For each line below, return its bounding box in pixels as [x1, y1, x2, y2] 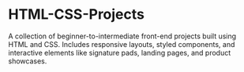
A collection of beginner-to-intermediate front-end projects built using [8, 31, 237, 41]
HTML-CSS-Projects [8, 5, 145, 23]
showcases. [8, 56, 47, 66]
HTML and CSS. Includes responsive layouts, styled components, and [8, 39, 235, 49]
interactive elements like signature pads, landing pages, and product [8, 48, 231, 57]
